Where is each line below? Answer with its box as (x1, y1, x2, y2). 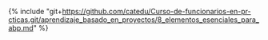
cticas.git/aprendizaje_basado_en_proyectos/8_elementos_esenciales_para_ (8, 15, 260, 24)
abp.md (8, 24, 34, 32)
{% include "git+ (8, 7, 62, 16)
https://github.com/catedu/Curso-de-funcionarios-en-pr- (62, 7, 251, 16)
